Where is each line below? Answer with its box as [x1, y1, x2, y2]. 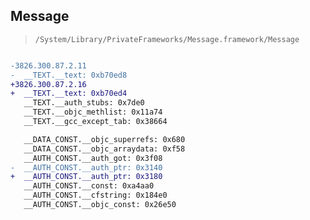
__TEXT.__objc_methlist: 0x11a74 [23, 107, 163, 118]
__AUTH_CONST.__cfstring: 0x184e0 [23, 190, 168, 201]
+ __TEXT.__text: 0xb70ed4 [10, 89, 128, 99]
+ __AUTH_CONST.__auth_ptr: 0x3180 [10, 172, 163, 182]
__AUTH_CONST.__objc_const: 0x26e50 [23, 200, 177, 210]
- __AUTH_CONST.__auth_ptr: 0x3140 [10, 162, 163, 173]
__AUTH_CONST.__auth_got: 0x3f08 [23, 153, 163, 163]
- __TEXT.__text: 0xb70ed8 [10, 70, 128, 80]
